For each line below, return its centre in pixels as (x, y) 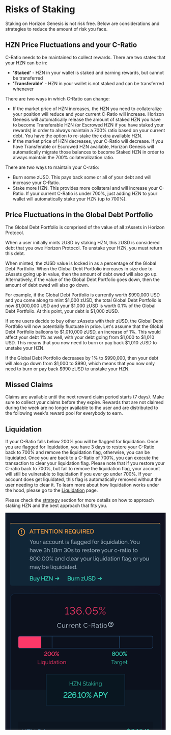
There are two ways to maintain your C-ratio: (52, 167)
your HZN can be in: (26, 63)
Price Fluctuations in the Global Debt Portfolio (79, 215)
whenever (23, 89)
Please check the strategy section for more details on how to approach (80, 500)
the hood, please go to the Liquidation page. (52, 490)
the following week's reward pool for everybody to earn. (64, 413)
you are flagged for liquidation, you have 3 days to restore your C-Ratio (80, 447)
